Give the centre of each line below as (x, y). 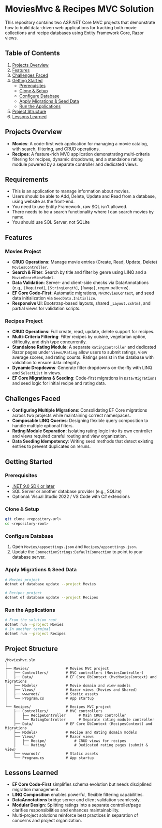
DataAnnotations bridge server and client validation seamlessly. (76, 800)
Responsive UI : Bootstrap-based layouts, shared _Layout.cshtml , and (81, 303)
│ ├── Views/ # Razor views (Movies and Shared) (71, 690)
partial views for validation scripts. (46, 308)
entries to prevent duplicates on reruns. (51, 446)
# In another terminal (28, 629)
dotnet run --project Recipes (36, 634)
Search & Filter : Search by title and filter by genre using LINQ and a (79, 272)
